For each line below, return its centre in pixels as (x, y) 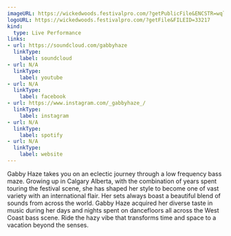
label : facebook (43, 97)
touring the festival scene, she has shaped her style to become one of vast (113, 188)
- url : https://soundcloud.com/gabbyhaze (67, 45)
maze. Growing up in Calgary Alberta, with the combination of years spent (112, 181)
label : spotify (41, 135)
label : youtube (41, 77)
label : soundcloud (46, 58)
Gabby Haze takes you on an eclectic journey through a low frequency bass (114, 173)
